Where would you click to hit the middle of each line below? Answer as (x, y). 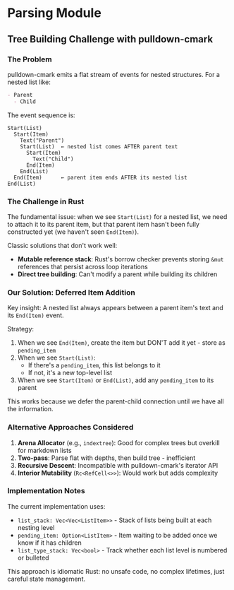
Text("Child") (53, 159)
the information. (31, 409)
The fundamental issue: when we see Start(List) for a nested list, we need (117, 216)
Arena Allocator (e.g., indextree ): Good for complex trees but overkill (118, 442)
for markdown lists (44, 450)
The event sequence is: (41, 115)
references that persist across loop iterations (82, 266)
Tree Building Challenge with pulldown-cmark (110, 39)
